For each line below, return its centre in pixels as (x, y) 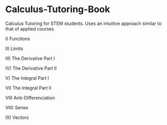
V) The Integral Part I (27, 78)
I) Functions (18, 39)
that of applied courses (30, 28)
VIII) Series (17, 107)
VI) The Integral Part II (28, 88)
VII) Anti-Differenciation (30, 98)
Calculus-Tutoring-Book (58, 9)
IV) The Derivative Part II (31, 68)
